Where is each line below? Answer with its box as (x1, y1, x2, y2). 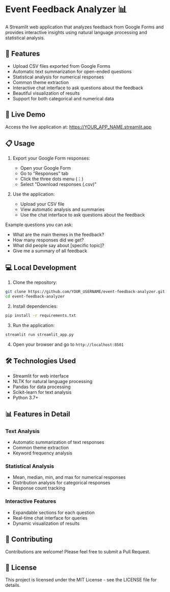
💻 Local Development (5, 263, 76, 272)
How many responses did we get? (12, 237, 84, 243)
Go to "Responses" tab (20, 171, 69, 177)
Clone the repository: (12, 279, 58, 285)
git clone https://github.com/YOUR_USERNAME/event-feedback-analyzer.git (5, 289, 165, 294)
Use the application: (12, 191, 55, 197)
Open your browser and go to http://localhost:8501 (12, 341, 124, 347)
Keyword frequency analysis (12, 450, 73, 456)
